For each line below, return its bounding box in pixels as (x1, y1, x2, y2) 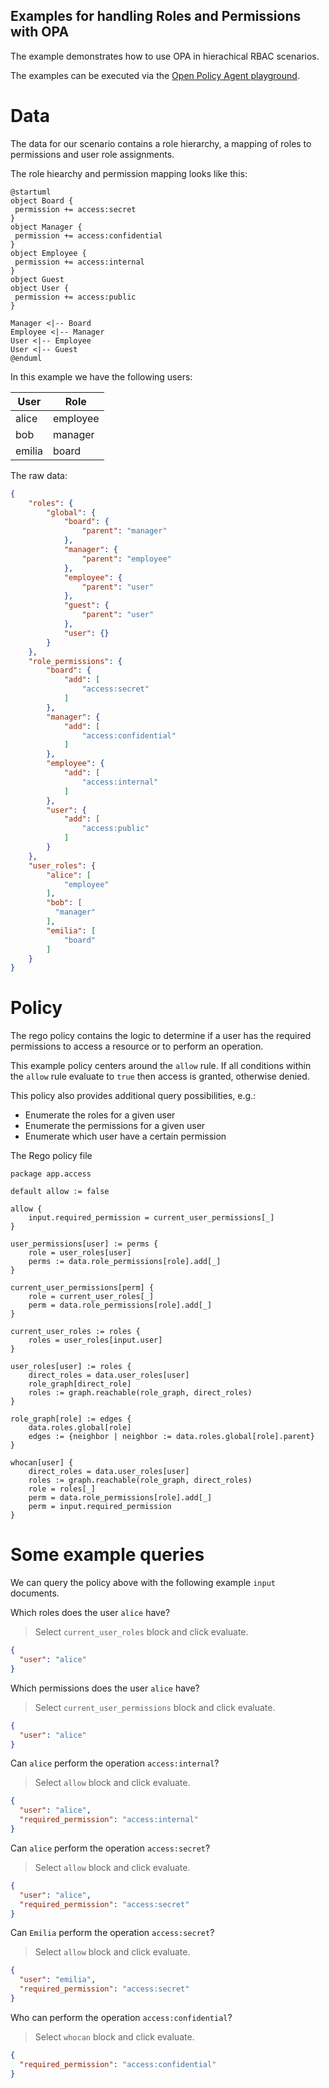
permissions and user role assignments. (10, 148, 175, 160)
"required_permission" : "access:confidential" (19, 2059, 217, 2069)
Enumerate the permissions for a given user (24, 1120, 206, 1132)
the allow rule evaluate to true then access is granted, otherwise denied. (10, 1070, 310, 1083)
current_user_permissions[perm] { (10, 1283, 155, 1293)
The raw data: (10, 469, 68, 481)
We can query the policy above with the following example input (10, 1577, 276, 1589)
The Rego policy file (10, 1150, 93, 1162)
